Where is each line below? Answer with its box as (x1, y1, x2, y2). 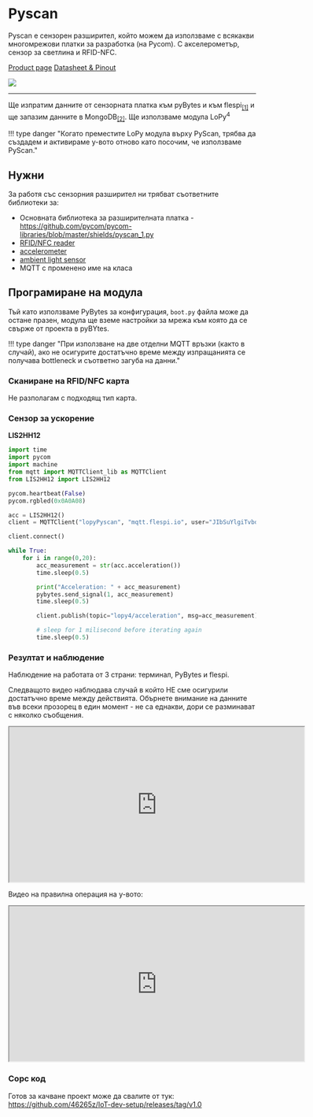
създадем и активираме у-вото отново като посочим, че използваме (8, 137, 242, 147)
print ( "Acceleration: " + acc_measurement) (36, 583, 181, 591)
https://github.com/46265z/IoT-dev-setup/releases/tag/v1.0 (8, 1100, 202, 1109)
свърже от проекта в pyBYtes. (8, 324, 110, 333)
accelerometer (19, 247, 68, 256)
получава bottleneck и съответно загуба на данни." (8, 355, 181, 365)
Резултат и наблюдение (8, 651, 105, 662)
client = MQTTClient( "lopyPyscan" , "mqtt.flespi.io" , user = (8, 518, 210, 526)
